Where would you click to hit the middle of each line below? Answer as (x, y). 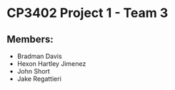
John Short (34, 71)
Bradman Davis (39, 56)
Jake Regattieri (39, 79)
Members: (30, 39)
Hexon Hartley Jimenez (51, 64)
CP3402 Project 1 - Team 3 (87, 13)
